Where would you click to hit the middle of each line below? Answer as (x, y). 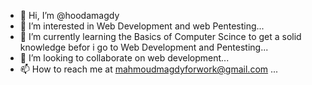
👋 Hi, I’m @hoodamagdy (69, 15)
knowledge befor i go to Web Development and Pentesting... (144, 47)
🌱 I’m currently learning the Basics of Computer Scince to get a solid (160, 36)
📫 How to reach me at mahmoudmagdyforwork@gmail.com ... (149, 69)
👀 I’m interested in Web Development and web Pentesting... (142, 26)
